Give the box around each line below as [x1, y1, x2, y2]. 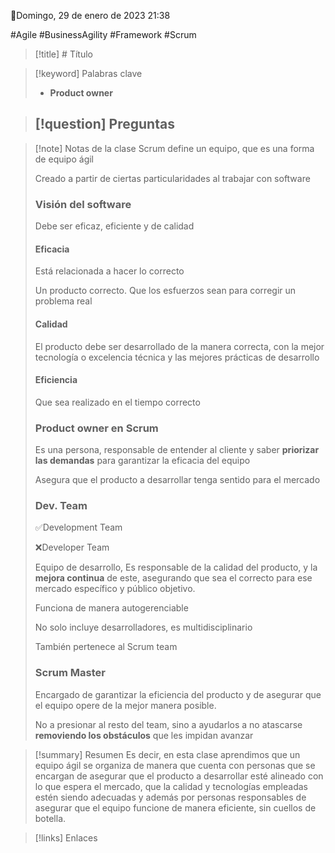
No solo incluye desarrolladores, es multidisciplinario [34, 621, 253, 634]
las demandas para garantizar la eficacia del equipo [34, 455, 251, 467]
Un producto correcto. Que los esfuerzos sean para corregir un [34, 285, 297, 297]
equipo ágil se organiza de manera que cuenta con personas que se [34, 759, 316, 771]
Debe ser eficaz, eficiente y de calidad [34, 220, 195, 232]
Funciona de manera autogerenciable [34, 602, 189, 614]
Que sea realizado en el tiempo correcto [34, 396, 201, 408]
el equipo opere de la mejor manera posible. [34, 699, 217, 711]
